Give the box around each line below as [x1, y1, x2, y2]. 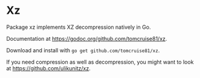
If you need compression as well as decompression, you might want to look [6, 58, 194, 65]
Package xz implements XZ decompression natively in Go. [6, 23, 151, 31]
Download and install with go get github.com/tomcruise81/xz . [6, 46, 160, 54]
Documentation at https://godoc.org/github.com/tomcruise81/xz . [6, 35, 167, 42]
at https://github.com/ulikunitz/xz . [6, 64, 91, 72]
